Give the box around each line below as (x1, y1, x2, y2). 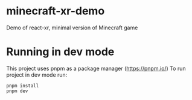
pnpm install (6, 83, 39, 89)
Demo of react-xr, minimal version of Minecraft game (6, 24, 138, 31)
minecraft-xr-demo (6, 4, 105, 18)
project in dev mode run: (6, 71, 68, 78)
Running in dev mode (6, 45, 115, 59)
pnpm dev (6, 88, 28, 94)
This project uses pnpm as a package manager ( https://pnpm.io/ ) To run (6, 65, 186, 72)
